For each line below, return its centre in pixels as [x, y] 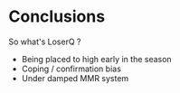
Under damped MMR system [75, 78]
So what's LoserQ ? [45, 42]
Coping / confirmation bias [71, 69]
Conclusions [57, 17]
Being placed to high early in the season [97, 59]
